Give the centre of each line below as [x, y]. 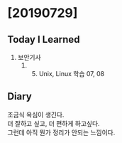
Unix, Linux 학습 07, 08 [72, 74]
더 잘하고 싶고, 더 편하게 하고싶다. [54, 123]
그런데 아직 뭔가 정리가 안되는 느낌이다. [61, 132]
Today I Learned [44, 39]
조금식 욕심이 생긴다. [36, 115]
